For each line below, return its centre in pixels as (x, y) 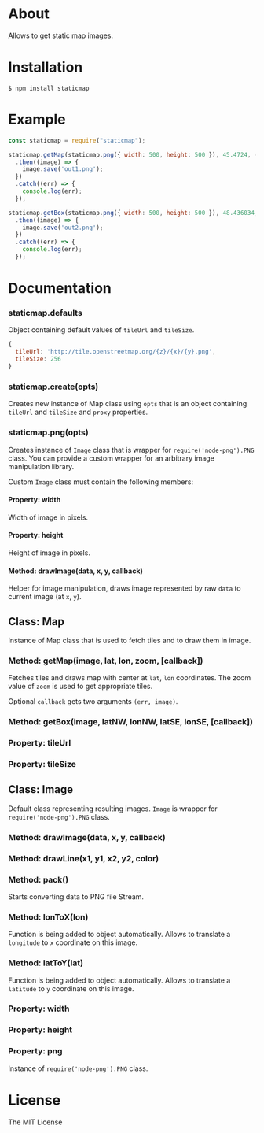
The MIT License (35, 1122)
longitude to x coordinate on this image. (73, 942)
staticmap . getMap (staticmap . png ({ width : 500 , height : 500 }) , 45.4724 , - (133, 154)
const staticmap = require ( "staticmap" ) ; (77, 140)
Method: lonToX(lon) (48, 916)
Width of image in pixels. (48, 517)
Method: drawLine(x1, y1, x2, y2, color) (84, 858)
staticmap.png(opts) (48, 432)
